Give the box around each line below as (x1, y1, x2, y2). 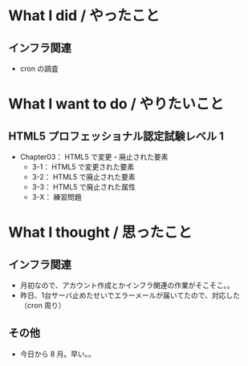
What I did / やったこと (8, 6, 161, 25)
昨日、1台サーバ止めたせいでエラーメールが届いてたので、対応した (19, 291, 241, 300)
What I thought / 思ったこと (8, 223, 193, 242)
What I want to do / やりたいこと (8, 95, 225, 113)
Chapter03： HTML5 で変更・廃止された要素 (19, 152, 169, 161)
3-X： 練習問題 (31, 193, 82, 201)
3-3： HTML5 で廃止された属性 (31, 182, 136, 192)
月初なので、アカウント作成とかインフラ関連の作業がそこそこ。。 (19, 281, 234, 290)
